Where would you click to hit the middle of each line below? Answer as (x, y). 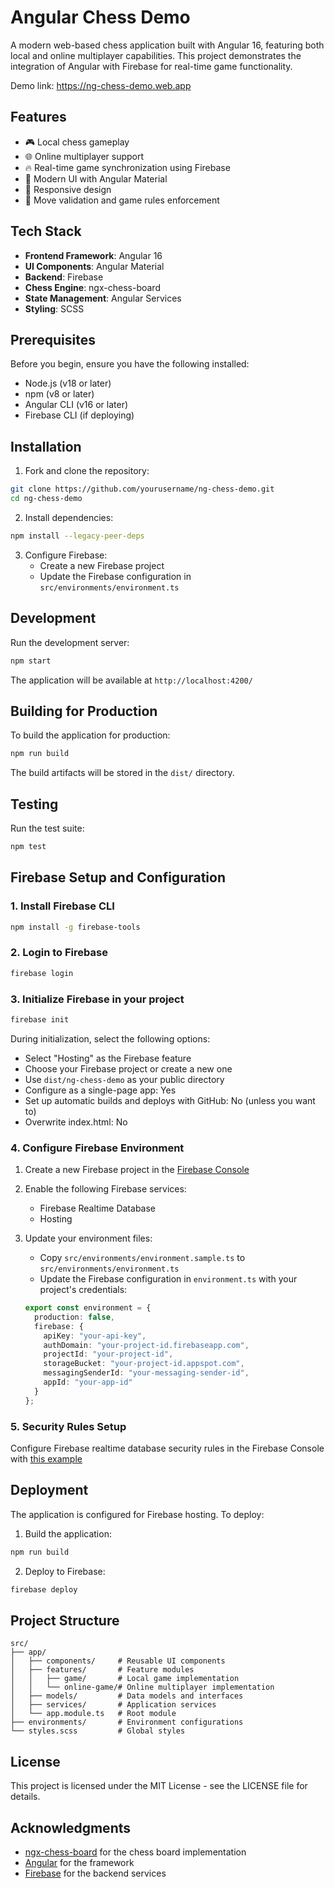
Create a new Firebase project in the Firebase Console (137, 1170)
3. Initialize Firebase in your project (97, 999)
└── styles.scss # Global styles (98, 1731)
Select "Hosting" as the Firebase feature (108, 1058)
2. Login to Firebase (59, 953)
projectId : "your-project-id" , (108, 1354)
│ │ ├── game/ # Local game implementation (125, 1679)
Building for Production (84, 711)
